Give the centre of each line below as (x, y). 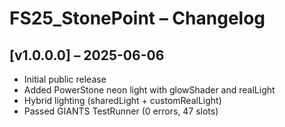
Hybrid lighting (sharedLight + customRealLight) (122, 100)
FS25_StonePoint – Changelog (137, 18)
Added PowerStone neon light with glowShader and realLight (149, 90)
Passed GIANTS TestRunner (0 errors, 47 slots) (121, 111)
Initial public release (65, 79)
